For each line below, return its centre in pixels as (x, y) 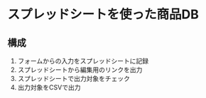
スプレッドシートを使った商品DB (103, 14)
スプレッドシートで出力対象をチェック (74, 79)
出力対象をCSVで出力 (49, 87)
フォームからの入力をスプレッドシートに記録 (83, 61)
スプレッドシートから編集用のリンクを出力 (80, 70)
